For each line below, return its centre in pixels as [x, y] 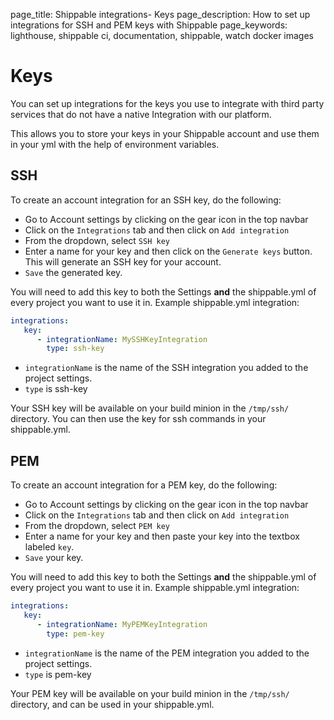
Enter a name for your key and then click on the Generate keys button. [168, 251]
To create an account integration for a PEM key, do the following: [144, 485]
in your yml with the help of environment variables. [115, 144]
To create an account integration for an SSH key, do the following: [146, 200]
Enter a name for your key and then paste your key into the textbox [162, 536]
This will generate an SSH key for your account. [123, 261]
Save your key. [54, 558]
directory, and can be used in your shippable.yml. [112, 704]
